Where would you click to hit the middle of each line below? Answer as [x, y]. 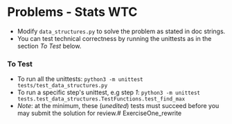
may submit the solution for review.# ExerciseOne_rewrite [99, 113]
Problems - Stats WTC [72, 12]
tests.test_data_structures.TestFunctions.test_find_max [101, 99]
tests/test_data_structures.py [62, 86]
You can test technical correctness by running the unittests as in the [114, 38]
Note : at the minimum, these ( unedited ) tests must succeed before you [118, 106]
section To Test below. [49, 46]
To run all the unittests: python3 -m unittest [80, 79]
